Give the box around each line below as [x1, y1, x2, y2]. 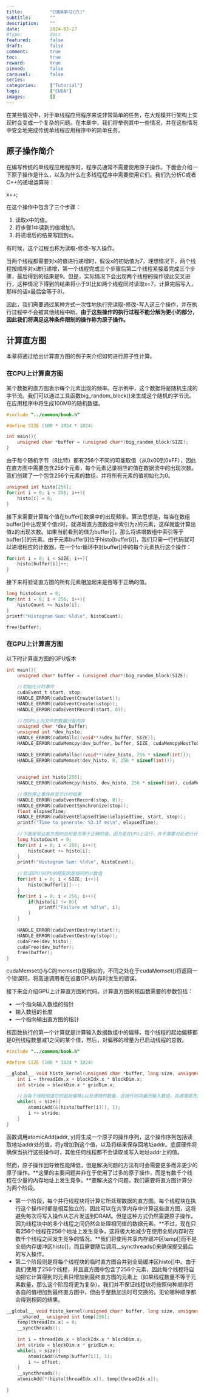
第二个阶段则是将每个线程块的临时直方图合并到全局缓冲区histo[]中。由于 [15, 1258, 196, 1265]
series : [6, 77, 26, 83]
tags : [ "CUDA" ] [6, 88, 72, 94]
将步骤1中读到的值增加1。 [15, 223, 79, 231]
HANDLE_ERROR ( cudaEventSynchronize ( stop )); [17, 803, 129, 809]
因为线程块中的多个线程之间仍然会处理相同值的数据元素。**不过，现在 [15, 1219, 191, 1227]
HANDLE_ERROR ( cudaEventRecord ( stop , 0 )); [17, 797, 123, 803]
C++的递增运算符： [6, 178, 55, 186]
